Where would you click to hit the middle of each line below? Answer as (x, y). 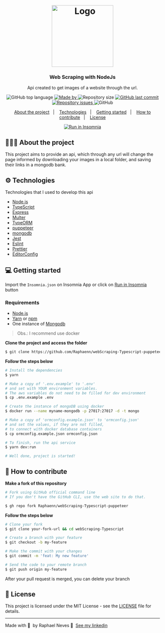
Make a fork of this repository (36, 484)
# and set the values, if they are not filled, (55, 424)
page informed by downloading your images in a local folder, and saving (78, 160)
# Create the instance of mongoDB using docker (55, 407)
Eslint (18, 244)
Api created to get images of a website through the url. (82, 88)
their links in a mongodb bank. (36, 165)
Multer (19, 217)
